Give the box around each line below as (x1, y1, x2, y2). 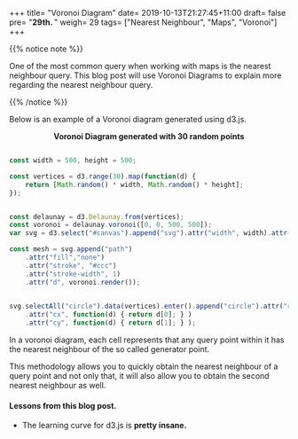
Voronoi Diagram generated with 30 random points (53, 131, 245, 141)
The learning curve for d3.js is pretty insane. (21, 420, 187, 431)
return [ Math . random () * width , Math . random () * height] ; (25, 180, 244, 189)
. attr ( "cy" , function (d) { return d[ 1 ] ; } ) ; (25, 318, 197, 327)
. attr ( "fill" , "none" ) (25, 253, 105, 262)
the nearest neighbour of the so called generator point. (9, 344, 210, 354)
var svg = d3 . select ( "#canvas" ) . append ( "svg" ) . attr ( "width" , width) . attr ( (9, 229, 292, 238)
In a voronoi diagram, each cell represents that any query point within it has (9, 334, 285, 345)
